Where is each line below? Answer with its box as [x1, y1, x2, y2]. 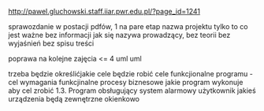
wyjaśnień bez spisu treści [8, 39, 95, 48]
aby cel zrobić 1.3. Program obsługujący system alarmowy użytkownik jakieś [8, 86, 256, 95]
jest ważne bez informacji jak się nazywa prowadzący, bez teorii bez [8, 31, 231, 39]
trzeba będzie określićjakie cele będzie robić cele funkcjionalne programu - [8, 69, 254, 78]
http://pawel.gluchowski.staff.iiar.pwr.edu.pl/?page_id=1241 [8, 7, 201, 16]
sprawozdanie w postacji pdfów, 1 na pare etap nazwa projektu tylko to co [8, 22, 248, 31]
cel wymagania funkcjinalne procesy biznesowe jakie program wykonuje [8, 78, 244, 87]
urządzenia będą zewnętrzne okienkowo [8, 94, 140, 103]
